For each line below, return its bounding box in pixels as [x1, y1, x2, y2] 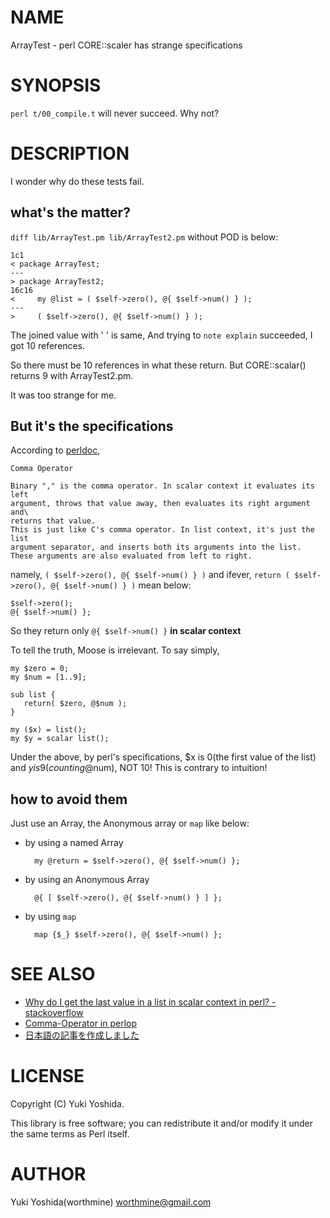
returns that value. [10, 516, 97, 526]
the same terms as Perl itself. [10, 1128, 130, 1140]
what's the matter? [10, 204, 131, 221]
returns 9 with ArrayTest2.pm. [10, 369, 134, 381]
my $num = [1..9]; [10, 672, 87, 683]
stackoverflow [24, 1007, 84, 1019]
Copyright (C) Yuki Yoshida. [10, 1098, 125, 1110]
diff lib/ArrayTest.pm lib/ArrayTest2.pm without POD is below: [10, 231, 279, 243]
